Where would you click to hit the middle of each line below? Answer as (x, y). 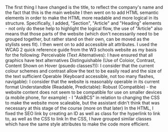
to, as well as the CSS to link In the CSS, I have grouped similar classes (78, 119)
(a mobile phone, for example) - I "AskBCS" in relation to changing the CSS (82, 97)
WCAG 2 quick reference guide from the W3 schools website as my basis (81, 50)
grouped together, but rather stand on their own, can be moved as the (77, 39)
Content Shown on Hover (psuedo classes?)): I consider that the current (79, 65)
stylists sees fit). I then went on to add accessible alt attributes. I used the (81, 44)
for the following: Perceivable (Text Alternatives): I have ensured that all (79, 55)
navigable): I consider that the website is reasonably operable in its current (82, 81)
